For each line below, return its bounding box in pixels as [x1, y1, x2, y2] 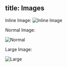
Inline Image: [5, 17, 31, 23]
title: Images [5, 4, 45, 12]
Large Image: [5, 46, 32, 52]
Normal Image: [5, 27, 36, 33]
